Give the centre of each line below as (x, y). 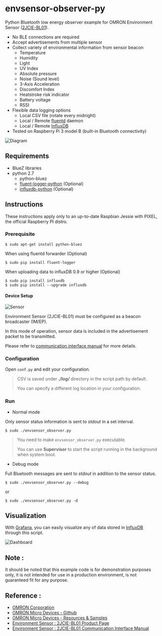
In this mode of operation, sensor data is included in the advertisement (77, 331)
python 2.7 (23, 173)
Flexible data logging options (41, 110)
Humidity (29, 58)
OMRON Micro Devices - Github (44, 613)
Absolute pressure (38, 73)
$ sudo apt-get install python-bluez (44, 244)
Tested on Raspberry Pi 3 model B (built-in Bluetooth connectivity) (79, 131)
